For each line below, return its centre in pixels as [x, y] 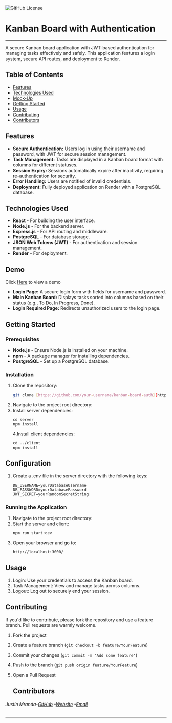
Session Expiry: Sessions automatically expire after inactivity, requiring [88, 170]
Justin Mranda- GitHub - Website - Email [47, 704]
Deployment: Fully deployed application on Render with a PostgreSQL [87, 187]
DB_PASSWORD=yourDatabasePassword [49, 490]
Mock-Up [23, 98]
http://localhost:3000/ [38, 552]
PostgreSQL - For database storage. [51, 237]
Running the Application [36, 507]
